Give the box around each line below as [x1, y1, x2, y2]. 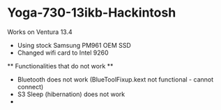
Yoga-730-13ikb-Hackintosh [7, 5, 176, 21]
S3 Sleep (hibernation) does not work [17, 90, 125, 98]
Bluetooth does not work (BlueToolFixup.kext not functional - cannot [17, 75, 214, 84]
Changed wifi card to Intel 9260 [17, 48, 109, 57]
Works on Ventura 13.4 [7, 28, 73, 36]
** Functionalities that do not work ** [7, 62, 114, 70]
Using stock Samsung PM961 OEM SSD [17, 41, 131, 49]
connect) [17, 82, 44, 91]
